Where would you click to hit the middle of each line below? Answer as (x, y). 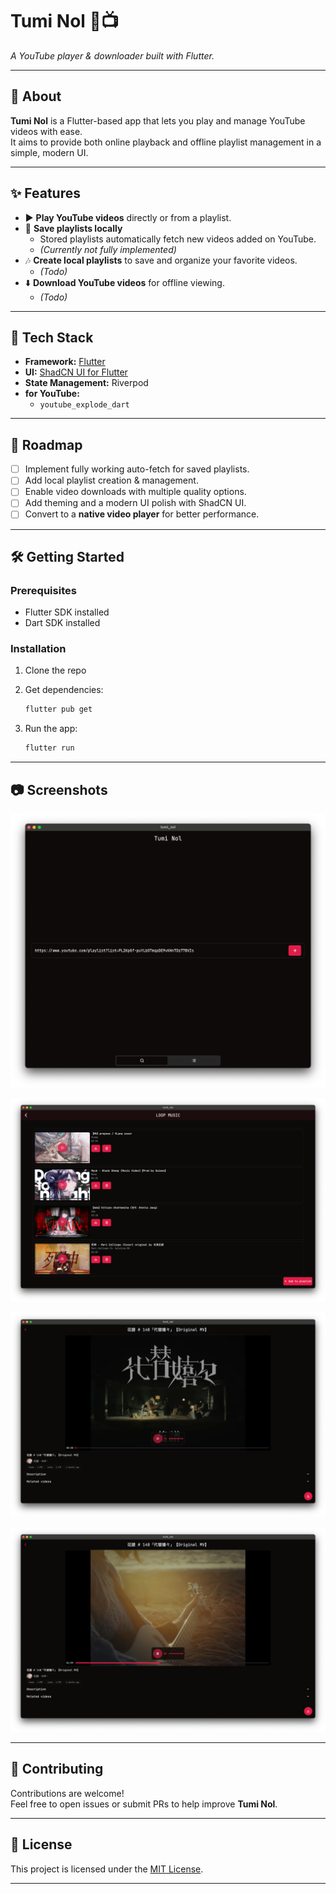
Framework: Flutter (65, 362)
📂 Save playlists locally (73, 228)
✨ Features (45, 193)
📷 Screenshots (59, 789)
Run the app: (51, 729)
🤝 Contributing (57, 1769)
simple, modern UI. (49, 152)
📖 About (36, 96)
